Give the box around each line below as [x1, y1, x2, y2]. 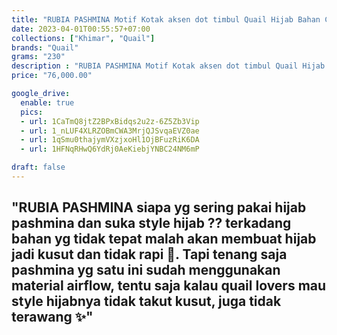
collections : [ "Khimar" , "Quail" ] [11, 33, 156, 43]
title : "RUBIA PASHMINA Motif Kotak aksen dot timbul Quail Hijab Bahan [11, 14, 321, 25]
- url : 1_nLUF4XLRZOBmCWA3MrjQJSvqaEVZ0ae [20, 126, 200, 136]
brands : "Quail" [11, 42, 79, 53]
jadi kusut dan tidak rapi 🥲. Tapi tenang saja [11, 246, 288, 263]
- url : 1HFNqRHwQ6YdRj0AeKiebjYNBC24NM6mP [20, 144, 200, 155]
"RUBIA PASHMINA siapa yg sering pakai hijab [11, 199, 307, 216]
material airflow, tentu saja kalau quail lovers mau [11, 277, 327, 295]
